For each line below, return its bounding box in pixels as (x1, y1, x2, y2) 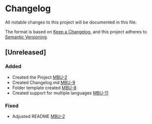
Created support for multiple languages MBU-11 (12, 90, 109, 96)
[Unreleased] (5, 48, 47, 57)
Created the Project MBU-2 (12, 74, 68, 80)
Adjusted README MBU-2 (12, 113, 65, 119)
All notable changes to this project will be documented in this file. (5, 19, 137, 25)
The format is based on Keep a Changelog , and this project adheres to (5, 29, 147, 34)
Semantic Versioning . (5, 34, 48, 40)
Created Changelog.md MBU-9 (12, 79, 76, 85)
